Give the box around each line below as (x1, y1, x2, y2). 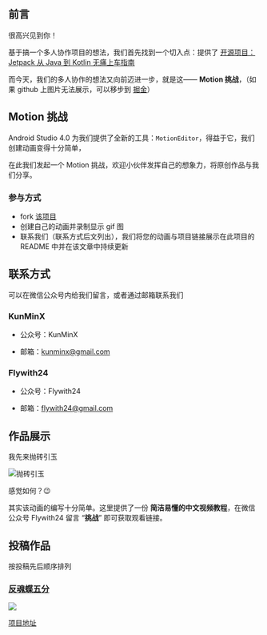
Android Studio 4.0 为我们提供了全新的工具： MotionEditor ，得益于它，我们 (8, 133, 255, 143)
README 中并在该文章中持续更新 (19, 241, 129, 251)
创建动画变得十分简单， (8, 143, 86, 152)
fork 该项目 (19, 211, 58, 221)
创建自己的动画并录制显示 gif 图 (19, 221, 124, 231)
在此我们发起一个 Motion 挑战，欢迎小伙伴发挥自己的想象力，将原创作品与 (8, 159, 253, 170)
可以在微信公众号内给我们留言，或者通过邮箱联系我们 (8, 290, 184, 299)
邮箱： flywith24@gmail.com (19, 404, 114, 413)
